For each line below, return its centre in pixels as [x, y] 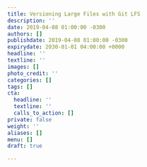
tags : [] [20, 87]
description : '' [31, 21]
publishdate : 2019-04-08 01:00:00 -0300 [68, 41]
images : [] [23, 67]
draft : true [25, 146]
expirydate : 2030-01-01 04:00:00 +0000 [66, 47]
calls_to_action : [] [44, 113]
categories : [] [30, 80]
